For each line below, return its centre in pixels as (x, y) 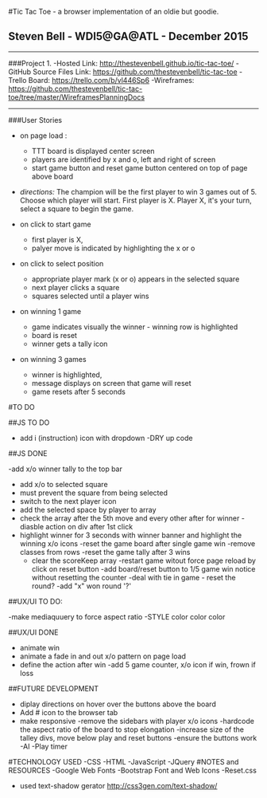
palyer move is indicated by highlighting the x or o (113, 248)
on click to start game (55, 224)
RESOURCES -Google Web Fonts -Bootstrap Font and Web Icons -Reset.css (132, 770)
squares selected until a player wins (90, 296)
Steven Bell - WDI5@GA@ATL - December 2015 (128, 36)
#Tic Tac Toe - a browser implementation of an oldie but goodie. (114, 12)
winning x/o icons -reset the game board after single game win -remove (137, 543)
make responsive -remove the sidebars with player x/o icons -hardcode (137, 721)
